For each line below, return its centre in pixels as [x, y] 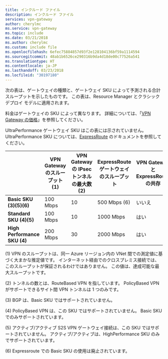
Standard [19, 213]
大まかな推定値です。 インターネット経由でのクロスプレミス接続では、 [86, 260]
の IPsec [82, 169]
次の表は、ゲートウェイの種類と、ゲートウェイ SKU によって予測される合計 [83, 90]
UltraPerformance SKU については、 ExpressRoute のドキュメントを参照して [83, 137]
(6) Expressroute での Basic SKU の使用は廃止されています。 [67, 351]
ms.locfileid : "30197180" [32, 75]
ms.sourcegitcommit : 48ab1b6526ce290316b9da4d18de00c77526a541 [72, 56]
